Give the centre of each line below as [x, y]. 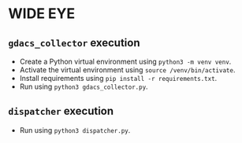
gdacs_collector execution [74, 43]
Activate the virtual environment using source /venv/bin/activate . [127, 70]
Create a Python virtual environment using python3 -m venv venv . [125, 61]
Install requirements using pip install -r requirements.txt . [118, 78]
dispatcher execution [61, 111]
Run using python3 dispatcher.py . [75, 130]
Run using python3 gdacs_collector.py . [84, 86]
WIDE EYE [42, 14]
